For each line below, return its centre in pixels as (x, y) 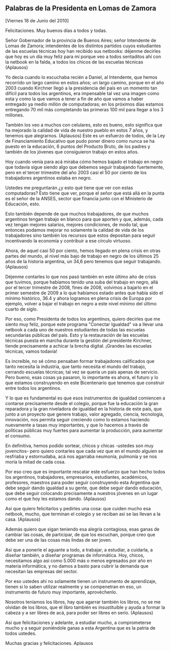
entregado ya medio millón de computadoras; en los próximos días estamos (84, 104)
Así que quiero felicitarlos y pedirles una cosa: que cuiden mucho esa (78, 508)
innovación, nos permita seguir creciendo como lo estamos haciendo (77, 419)
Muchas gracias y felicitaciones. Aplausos (49, 643)
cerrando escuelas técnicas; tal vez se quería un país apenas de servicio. (82, 372)
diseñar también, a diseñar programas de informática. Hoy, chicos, (75, 555)
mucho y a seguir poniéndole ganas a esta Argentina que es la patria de (80, 628)
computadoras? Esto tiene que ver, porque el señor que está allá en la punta (85, 193)
